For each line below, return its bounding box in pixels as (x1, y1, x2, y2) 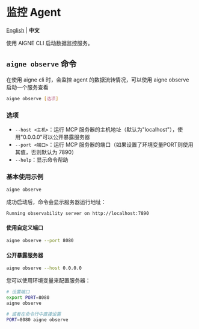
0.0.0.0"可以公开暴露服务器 (23, 133, 90, 141)
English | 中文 (6, 27, 40, 34)
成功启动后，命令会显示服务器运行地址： (6, 199, 106, 206)
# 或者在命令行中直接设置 (6, 311, 61, 317)
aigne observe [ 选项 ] (6, 95, 59, 101)
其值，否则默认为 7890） (14, 149, 77, 156)
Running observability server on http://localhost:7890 (6, 211, 149, 217)
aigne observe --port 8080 (6, 238, 74, 244)
